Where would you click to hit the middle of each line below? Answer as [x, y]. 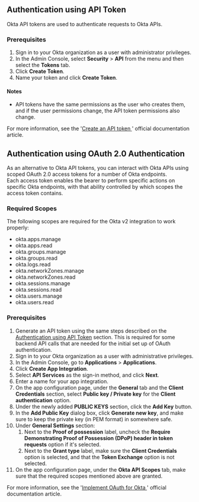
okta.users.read [34, 302]
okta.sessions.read [38, 290]
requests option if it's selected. [62, 444]
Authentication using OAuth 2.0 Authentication [96, 154]
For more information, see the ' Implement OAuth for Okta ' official [86, 487]
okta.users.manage [39, 296]
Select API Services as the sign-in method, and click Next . [87, 375]
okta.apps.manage [38, 239]
